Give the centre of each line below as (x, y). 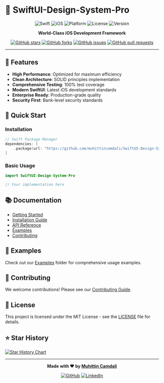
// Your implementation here (35, 185)
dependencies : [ (21, 144)
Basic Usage (20, 166)
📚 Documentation (33, 201)
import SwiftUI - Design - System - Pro (40, 176)
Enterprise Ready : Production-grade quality (56, 95)
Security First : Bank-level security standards (57, 100)
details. (12, 322)
